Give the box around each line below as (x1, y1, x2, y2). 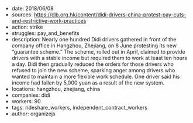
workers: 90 (11, 98, 41, 104)
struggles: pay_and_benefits (11, 30, 80, 37)
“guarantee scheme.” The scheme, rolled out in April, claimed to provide (11, 48, 185, 55)
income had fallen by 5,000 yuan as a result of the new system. (11, 79, 165, 86)
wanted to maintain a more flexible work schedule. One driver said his (11, 73, 180, 80)
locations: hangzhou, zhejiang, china (11, 86, 101, 92)
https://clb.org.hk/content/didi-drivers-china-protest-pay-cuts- (34, 11, 187, 18)
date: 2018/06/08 (11, 5, 54, 12)
